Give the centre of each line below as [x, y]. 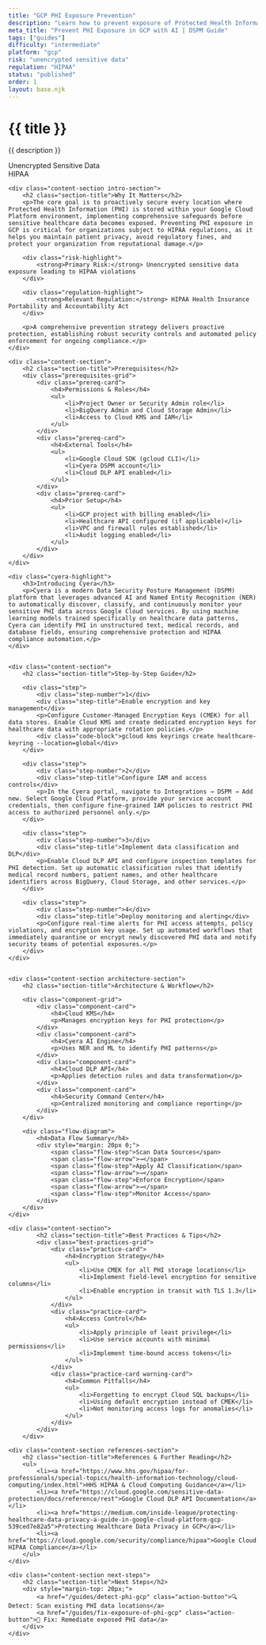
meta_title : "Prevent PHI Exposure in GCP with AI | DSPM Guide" [118, 30]
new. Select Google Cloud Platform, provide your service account [120, 799]
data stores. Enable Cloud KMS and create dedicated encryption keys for [133, 723]
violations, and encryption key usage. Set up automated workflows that [131, 931]
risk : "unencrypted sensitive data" [68, 60]
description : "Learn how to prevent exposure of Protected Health [120, 23]
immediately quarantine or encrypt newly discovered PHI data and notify [133, 937]
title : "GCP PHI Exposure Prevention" [72, 15]
